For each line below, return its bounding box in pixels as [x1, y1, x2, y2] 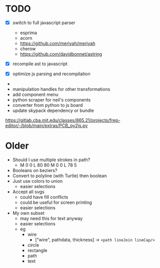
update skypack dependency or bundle [12, 107, 94, 113]
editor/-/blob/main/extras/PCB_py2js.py [5, 122, 88, 128]
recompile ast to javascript [12, 61, 68, 67]
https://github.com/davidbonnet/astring [20, 51, 102, 57]
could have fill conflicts [20, 194, 68, 200]
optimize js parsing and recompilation [12, 71, 91, 77]
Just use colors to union [12, 178, 63, 184]
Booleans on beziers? [12, 168, 58, 174]
